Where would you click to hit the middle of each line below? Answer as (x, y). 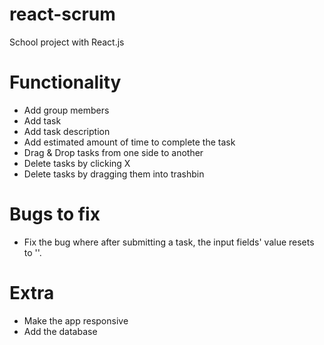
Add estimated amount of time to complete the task (129, 142)
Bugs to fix (55, 214)
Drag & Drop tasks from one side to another (113, 152)
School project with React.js (67, 42)
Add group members (66, 110)
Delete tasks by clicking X (77, 163)
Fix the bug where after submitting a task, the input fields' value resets (169, 242)
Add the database (60, 331)
